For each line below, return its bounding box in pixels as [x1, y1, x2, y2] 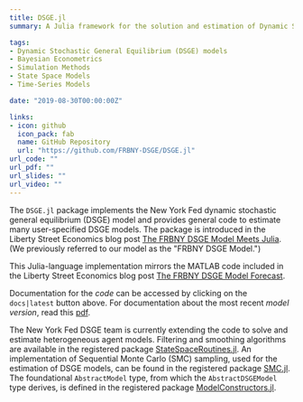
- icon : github [9, 121, 67, 130]
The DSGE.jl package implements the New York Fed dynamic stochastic [9, 204, 277, 215]
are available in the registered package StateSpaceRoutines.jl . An [9, 343, 252, 354]
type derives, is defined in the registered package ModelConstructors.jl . [9, 381, 277, 393]
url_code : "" [9, 154, 59, 164]
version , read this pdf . [9, 306, 91, 317]
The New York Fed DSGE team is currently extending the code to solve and [9, 324, 289, 335]
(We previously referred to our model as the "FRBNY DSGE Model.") [9, 243, 262, 254]
